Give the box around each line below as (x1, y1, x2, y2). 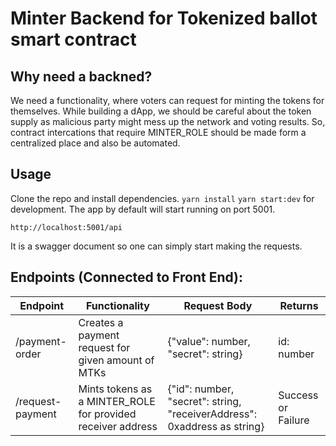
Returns (279, 298, 319, 312)
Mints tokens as (78, 382, 153, 396)
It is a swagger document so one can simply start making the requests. (10, 240, 303, 252)
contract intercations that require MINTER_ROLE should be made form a (10, 127, 307, 138)
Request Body (183, 298, 253, 312)
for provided (78, 407, 137, 421)
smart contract (10, 28, 137, 51)
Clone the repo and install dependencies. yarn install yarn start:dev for (10, 192, 315, 204)
